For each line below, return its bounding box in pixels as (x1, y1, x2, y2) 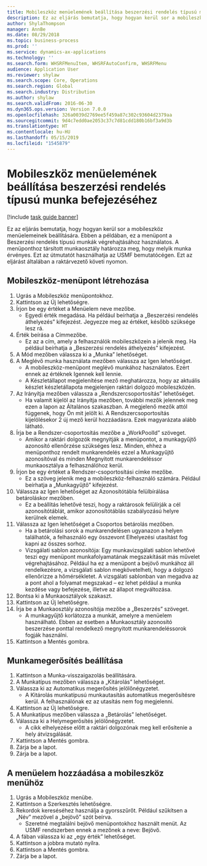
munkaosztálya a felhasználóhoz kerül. (25, 461, 123, 469)
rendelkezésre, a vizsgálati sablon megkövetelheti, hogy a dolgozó (25, 566, 193, 573)
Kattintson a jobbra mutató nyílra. (15, 840, 100, 847)
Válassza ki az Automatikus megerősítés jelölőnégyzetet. (15, 685, 160, 692)
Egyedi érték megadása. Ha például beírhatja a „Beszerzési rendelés (25, 311, 198, 319)
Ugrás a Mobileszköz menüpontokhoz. (15, 292, 114, 299)
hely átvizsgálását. (25, 730, 72, 738)
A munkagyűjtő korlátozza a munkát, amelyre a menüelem (25, 612, 173, 619)
